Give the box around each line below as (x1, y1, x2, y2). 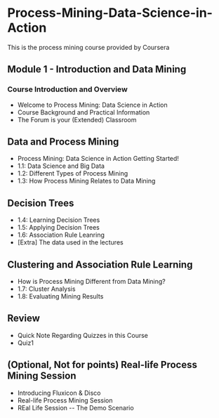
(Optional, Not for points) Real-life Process (7, 359, 198, 371)
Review (7, 313, 41, 325)
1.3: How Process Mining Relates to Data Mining (17, 177, 156, 185)
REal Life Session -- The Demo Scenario (17, 403, 135, 412)
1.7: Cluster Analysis (17, 285, 76, 293)
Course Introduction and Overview (7, 84, 128, 94)
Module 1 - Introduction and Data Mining (7, 63, 187, 75)
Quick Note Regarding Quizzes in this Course (17, 331, 149, 339)
